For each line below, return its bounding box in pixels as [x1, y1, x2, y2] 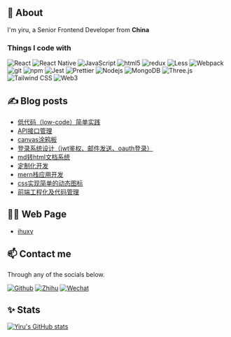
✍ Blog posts [7, 95, 68, 107]
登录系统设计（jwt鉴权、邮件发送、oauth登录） [17, 144, 153, 152]
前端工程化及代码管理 [17, 187, 79, 196]
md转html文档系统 [17, 152, 71, 161]
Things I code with [7, 43, 71, 52]
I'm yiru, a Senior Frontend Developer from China [7, 25, 150, 34]
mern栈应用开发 [17, 170, 64, 178]
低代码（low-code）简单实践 [17, 117, 101, 126]
